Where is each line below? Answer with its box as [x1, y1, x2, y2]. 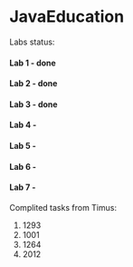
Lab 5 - [9, 140, 36, 151]
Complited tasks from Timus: [9, 202, 118, 213]
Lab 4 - [9, 120, 37, 131]
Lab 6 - [9, 161, 37, 172]
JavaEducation [9, 6, 125, 27]
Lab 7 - [9, 182, 36, 193]
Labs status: [9, 36, 55, 47]
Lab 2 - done [9, 78, 58, 89]
